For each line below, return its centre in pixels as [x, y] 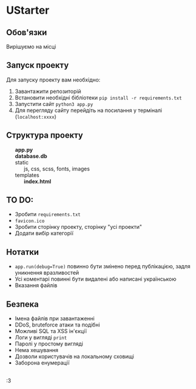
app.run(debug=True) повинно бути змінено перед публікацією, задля [102, 266]
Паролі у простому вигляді [49, 344]
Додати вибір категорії [44, 234]
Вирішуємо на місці [31, 46]
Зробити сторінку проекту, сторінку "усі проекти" [78, 227]
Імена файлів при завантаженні [55, 319]
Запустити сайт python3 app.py [54, 104]
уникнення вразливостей [47, 273]
